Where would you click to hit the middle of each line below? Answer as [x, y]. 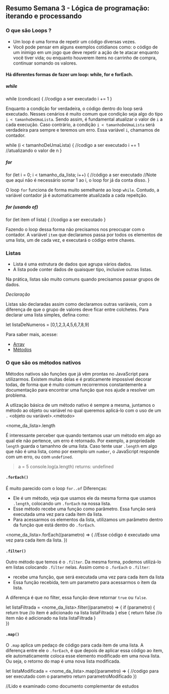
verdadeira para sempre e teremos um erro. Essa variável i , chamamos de [83, 130]
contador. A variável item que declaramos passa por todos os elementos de [84, 235]
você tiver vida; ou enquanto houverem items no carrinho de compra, [85, 58]
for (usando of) [22, 207]
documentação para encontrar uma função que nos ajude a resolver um [80, 390]
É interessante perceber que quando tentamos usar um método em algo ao [83, 435]
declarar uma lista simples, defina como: [48, 315]
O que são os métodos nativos [43, 363]
